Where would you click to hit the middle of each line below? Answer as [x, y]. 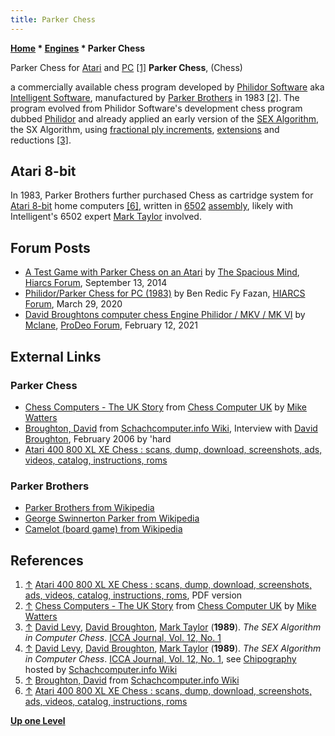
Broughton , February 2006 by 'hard [98, 438]
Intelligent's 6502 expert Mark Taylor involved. [106, 217]
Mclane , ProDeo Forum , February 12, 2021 [111, 325]
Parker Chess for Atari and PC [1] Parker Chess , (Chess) [126, 67]
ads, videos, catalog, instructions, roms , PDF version [133, 595]
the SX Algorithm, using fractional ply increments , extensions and [145, 129]
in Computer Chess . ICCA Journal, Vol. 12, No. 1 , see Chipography [160, 659]
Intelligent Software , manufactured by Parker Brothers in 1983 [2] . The [155, 97]
